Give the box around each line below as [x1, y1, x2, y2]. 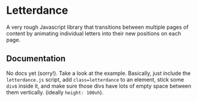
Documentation [6, 53, 66, 64]
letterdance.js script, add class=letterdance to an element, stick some [6, 76, 184, 83]
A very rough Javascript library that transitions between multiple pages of [6, 23, 189, 31]
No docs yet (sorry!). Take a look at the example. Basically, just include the [6, 70, 191, 77]
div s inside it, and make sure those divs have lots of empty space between [6, 82, 192, 89]
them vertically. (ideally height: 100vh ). [6, 88, 104, 96]
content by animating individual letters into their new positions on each [6, 29, 181, 37]
